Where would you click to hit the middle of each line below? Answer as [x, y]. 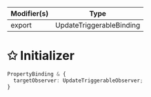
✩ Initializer [41, 56]
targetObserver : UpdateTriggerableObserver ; [78, 80]
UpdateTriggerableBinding [98, 25]
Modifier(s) [30, 13]
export [21, 25]
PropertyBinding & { [37, 74]
